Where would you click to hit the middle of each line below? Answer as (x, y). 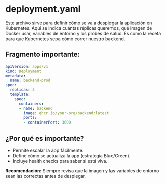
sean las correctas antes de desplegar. (46, 176)
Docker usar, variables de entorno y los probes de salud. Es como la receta (83, 33)
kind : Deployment (23, 71)
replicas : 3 (22, 90)
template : (20, 94)
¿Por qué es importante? (45, 138)
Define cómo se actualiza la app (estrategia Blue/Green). (71, 156)
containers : (31, 104)
